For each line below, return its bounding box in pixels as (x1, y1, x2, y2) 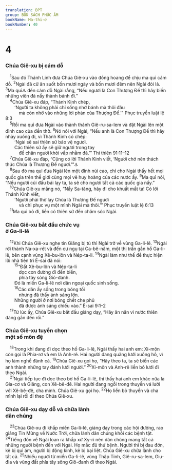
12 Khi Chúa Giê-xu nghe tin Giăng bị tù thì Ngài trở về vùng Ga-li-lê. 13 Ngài (10, 239, 167, 246)
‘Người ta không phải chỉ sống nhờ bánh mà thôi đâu (14, 105, 125, 111)
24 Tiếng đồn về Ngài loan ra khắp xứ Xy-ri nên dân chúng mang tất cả (5, 436, 154, 442)
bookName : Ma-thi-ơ (5, 17, 47, 22)
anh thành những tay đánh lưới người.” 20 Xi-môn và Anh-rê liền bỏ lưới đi (5, 363, 159, 370)
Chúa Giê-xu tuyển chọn (5, 327, 68, 334)
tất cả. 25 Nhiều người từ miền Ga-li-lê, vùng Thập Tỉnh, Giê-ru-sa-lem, (5, 453, 154, 460)
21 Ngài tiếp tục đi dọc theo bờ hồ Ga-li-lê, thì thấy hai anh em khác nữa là (10, 375, 165, 382)
